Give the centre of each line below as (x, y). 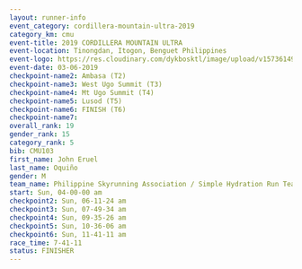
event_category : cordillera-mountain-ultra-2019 (102, 26)
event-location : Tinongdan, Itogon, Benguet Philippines (118, 51)
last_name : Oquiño (44, 168)
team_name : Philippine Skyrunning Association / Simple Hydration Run (144, 185)
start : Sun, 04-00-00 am (56, 193)
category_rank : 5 (42, 143)
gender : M (28, 176)
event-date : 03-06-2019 (54, 68)
